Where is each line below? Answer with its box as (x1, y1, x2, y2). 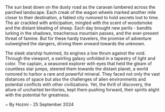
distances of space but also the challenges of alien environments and (5, 76, 146, 82)
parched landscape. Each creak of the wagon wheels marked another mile (5, 9, 156, 15)
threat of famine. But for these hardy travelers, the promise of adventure (5, 35, 152, 41)
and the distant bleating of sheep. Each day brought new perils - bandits (5, 25, 152, 31)
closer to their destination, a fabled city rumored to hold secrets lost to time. (5, 15, 159, 20)
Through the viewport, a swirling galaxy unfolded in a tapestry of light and (5, 56, 156, 61)
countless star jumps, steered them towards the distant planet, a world (5, 66, 148, 72)
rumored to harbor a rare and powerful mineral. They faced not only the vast (5, 71, 160, 77)
